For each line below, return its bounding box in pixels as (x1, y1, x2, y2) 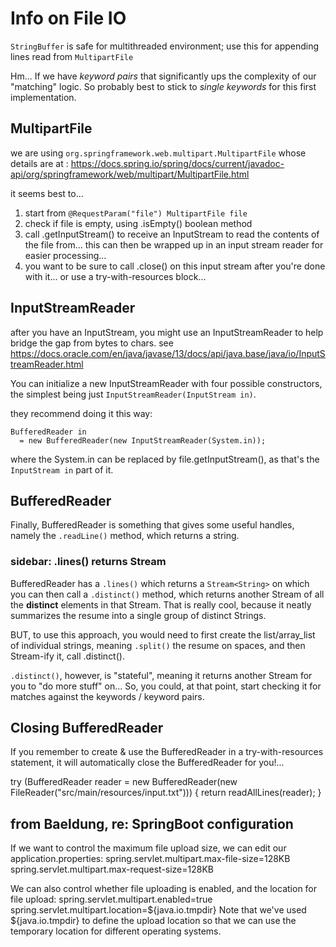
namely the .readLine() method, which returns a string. (10, 530, 240, 542)
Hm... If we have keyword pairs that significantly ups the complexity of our (10, 70, 317, 82)
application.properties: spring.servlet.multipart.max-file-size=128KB (10, 853, 291, 865)
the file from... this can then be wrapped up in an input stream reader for (24, 238, 324, 251)
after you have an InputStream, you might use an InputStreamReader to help (10, 326, 324, 338)
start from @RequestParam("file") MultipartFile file (24, 207, 248, 219)
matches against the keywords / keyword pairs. (10, 690, 205, 702)
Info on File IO (10, 7, 127, 30)
